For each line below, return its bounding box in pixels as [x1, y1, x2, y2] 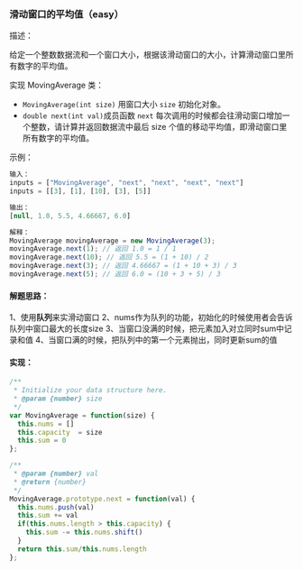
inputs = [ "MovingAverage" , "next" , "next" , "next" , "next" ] [9, 179, 244, 188]
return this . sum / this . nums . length [17, 544, 147, 554]
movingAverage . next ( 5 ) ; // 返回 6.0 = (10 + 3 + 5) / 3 [9, 270, 221, 279]
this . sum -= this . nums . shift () [25, 528, 143, 538]
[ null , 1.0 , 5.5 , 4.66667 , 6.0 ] [9, 211, 131, 220]
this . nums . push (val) [17, 502, 95, 511]
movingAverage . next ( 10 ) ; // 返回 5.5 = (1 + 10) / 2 [9, 253, 209, 262]
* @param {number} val [13, 469, 99, 479]
